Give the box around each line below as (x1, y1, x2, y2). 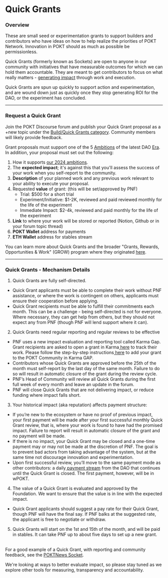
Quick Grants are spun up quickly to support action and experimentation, (5, 84, 155, 90)
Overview (5, 22, 29, 29)
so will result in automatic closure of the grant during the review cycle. (12, 371, 157, 377)
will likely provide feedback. (5, 134, 62, 140)
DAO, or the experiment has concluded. (5, 95, 86, 101)
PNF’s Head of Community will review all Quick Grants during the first (12, 376, 156, 382)
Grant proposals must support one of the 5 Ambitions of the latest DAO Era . (5, 144, 160, 150)
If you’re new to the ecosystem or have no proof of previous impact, (12, 412, 153, 418)
